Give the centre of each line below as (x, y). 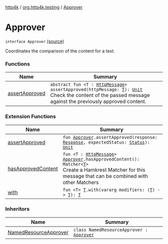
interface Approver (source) (35, 41)
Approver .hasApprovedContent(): (101, 159)
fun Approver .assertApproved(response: (110, 137)
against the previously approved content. (98, 101)
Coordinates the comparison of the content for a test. (60, 51)
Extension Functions (30, 116)
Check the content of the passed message (100, 95)
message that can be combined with (105, 176)
